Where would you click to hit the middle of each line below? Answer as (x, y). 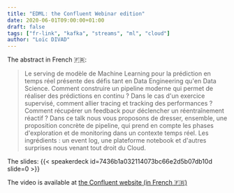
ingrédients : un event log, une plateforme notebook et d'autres (115, 141)
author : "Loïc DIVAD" (39, 40)
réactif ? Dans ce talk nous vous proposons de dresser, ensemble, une (126, 118)
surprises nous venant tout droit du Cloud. (85, 148)
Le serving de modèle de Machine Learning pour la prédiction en (118, 73)
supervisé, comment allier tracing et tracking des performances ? (118, 103)
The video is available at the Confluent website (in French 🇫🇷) (97, 183)
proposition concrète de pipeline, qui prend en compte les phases (119, 126)
